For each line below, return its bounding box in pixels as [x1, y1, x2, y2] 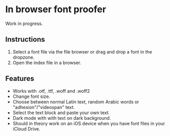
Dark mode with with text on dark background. [12, 115, 111, 121]
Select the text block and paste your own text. [12, 110, 110, 116]
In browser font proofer [5, 4, 107, 15]
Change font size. [12, 93, 50, 99]
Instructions [5, 35, 45, 44]
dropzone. [12, 54, 35, 60]
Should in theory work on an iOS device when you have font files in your [12, 120, 165, 126]
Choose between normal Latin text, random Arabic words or [12, 98, 139, 105]
